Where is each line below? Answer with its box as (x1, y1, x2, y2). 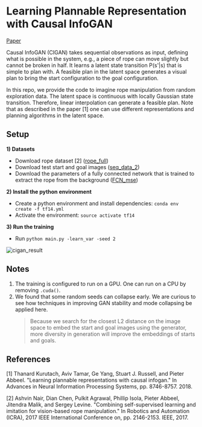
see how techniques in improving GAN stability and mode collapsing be (14, 299, 192, 306)
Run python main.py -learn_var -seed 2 (14, 234, 116, 242)
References (6, 354, 51, 364)
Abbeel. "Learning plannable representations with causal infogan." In (6, 376, 177, 384)
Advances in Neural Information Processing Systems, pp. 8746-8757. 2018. (6, 383, 193, 390)
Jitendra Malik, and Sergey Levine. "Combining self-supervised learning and (6, 401, 196, 408)
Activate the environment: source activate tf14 (14, 211, 135, 219)
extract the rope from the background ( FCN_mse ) (14, 176, 139, 184)
